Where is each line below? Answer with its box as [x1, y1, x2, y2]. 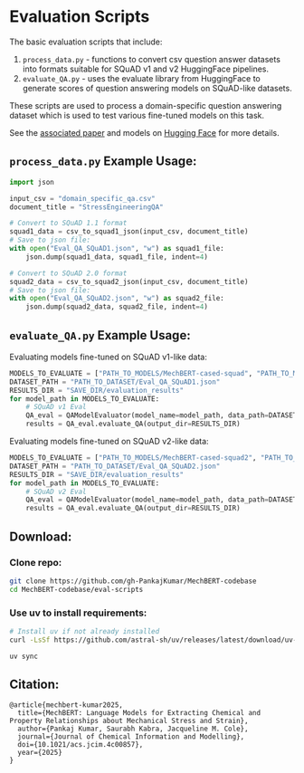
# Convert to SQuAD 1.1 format [9, 219, 128, 228]
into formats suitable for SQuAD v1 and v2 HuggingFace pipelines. [22, 63, 270, 74]
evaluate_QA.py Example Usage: [9, 328, 192, 343]
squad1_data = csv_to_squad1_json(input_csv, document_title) [9, 227, 249, 236]
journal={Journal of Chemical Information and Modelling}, [17, 732, 245, 741]
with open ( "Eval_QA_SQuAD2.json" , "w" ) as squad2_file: [9, 294, 224, 303]
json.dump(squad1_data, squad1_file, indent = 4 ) [25, 252, 208, 262]
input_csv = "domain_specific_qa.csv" [9, 194, 156, 203]
